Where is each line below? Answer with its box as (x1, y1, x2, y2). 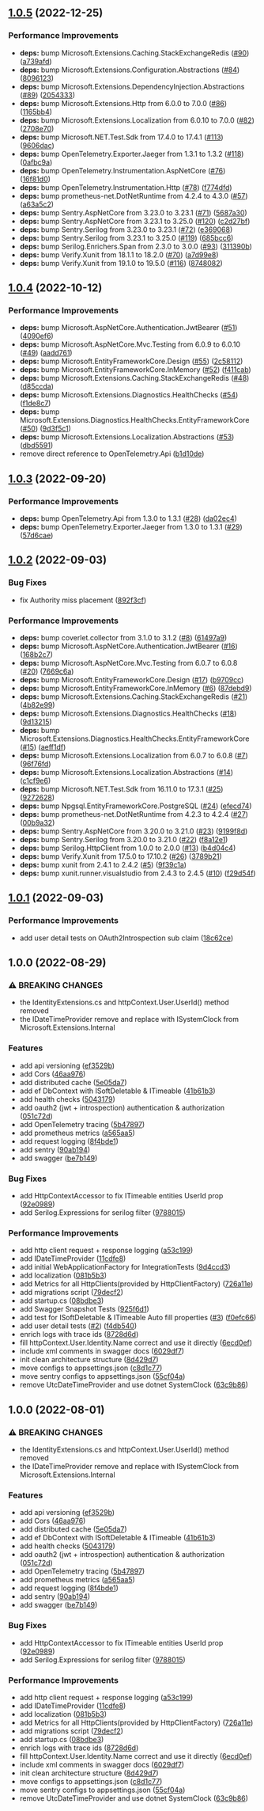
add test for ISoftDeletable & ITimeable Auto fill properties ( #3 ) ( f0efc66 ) (19, 1313, 257, 1323)
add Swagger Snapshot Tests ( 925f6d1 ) (19, 1304, 149, 1314)
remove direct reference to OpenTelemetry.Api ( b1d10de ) (19, 449, 205, 458)
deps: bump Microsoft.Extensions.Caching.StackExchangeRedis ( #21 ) (19, 692, 248, 701)
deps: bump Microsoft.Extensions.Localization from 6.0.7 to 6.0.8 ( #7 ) (19, 751, 249, 761)
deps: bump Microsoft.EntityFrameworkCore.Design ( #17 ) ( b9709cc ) (19, 675, 244, 685)
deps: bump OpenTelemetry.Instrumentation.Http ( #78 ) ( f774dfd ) (19, 182, 232, 192)
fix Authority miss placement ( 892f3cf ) (19, 595, 147, 605)
